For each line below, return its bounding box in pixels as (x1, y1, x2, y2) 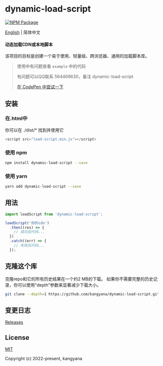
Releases (5, 320, 23, 325)
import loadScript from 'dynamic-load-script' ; (5, 212, 103, 216)
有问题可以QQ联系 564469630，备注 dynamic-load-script (16, 74, 133, 79)
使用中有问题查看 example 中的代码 (16, 63, 86, 69)
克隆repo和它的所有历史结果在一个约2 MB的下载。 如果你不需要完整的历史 (5, 276, 154, 282)
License (5, 333, 30, 342)
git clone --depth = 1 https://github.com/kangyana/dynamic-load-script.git (5, 291, 160, 296)
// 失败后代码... (14, 243, 45, 248)
